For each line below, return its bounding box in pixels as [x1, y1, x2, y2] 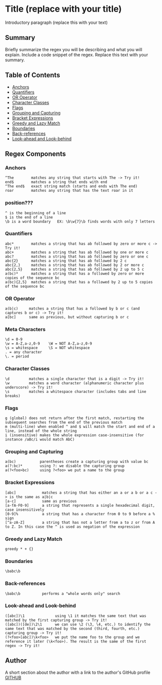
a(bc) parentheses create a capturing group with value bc [5, 459, 149, 464]
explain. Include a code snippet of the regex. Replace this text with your [5, 52, 148, 57]
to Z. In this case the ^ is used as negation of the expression [5, 524, 140, 529]
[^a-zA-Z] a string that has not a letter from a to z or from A [5, 520, 155, 525]
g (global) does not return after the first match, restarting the [5, 416, 145, 421]
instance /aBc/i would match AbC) [5, 437, 75, 442]
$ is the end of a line [5, 215, 53, 220]
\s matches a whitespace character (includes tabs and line [5, 389, 146, 394]
